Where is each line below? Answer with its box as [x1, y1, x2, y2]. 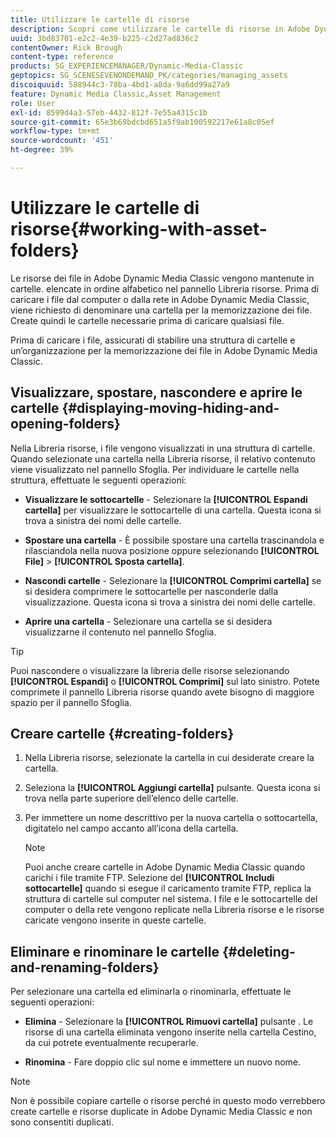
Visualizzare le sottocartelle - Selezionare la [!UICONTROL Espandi [24, 493, 308, 505]
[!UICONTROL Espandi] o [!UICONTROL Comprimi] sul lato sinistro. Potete [10, 675, 320, 687]
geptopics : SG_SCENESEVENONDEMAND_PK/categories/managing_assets [10, 71, 288, 81]
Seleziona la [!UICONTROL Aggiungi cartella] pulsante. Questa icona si [24, 782, 321, 794]
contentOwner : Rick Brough [10, 42, 123, 53]
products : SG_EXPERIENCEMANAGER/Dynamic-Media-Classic [10, 61, 244, 71]
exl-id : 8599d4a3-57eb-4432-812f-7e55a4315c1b [10, 107, 208, 118]
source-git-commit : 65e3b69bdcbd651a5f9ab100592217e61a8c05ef [10, 117, 275, 127]
